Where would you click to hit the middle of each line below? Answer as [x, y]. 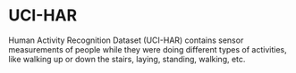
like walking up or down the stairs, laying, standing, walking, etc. [127, 59]
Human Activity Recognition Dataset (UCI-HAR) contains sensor [126, 40]
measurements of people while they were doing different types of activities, [148, 49]
